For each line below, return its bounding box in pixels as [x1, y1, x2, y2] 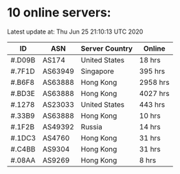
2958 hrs [139, 77, 170, 87]
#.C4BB [10, 144, 36, 153]
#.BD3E [10, 88, 36, 98]
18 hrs [139, 55, 161, 64]
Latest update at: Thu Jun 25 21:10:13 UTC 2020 [7, 27, 144, 36]
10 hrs [139, 111, 161, 121]
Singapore [80, 66, 115, 76]
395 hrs [139, 66, 166, 76]
